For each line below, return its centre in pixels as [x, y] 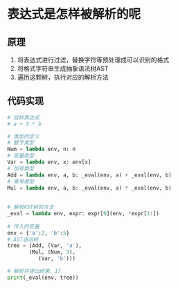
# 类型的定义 [23, 136]
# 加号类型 [21, 168]
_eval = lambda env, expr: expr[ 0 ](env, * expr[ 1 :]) [83, 214]
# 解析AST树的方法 [30, 207]
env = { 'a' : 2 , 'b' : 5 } [38, 233]
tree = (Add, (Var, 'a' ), [44, 246]
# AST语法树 [23, 240]
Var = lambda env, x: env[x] [49, 162]
